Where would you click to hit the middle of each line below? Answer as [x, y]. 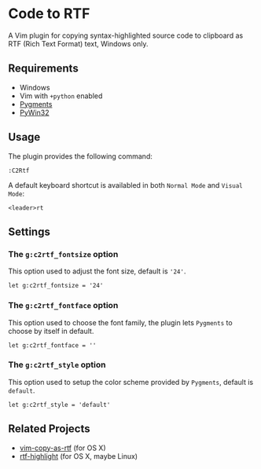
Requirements [43, 69]
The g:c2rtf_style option [57, 365]
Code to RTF [49, 14]
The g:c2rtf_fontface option [63, 306]
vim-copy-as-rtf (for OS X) [62, 448]
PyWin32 [34, 112]
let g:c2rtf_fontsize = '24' [56, 286]
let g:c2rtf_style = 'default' [59, 405]
